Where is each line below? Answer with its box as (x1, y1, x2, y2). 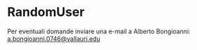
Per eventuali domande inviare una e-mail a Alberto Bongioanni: (7, 27, 191, 35)
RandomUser (7, 4, 85, 20)
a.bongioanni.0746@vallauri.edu (7, 34, 101, 42)
